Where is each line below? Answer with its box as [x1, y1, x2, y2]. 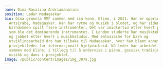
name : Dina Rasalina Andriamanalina [4, 7, 79, 12]
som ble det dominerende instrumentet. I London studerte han [9, 30, 138, 34]
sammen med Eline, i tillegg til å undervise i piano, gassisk [9, 48, 140, 52]
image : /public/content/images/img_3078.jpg [4, 57, 96, 62]
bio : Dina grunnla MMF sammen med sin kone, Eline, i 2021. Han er [4, 16, 145, 21]
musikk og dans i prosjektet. [9, 52, 70, 57]
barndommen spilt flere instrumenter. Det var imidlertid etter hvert [9, 25, 155, 30]
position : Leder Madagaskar [4, 12, 62, 17]
